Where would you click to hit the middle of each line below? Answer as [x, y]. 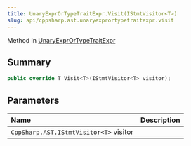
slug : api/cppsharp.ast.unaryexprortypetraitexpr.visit [91, 20]
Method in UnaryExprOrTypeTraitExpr [61, 40]
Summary [29, 62]
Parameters [33, 100]
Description [160, 120]
